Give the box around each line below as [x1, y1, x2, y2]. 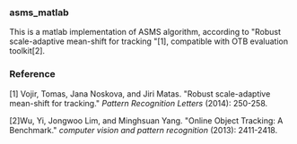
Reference [9, 68, 56, 80]
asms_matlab [9, 6, 69, 19]
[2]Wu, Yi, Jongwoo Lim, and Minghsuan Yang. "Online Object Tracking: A [9, 114, 284, 126]
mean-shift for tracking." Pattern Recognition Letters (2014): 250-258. [9, 97, 268, 108]
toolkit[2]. [9, 46, 46, 56]
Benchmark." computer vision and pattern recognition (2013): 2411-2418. [9, 124, 278, 135]
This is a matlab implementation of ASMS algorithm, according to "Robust [9, 27, 281, 38]
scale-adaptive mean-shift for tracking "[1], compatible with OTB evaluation [9, 36, 289, 47]
